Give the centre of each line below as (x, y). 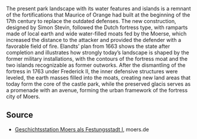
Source (20, 115)
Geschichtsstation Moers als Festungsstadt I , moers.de (82, 129)
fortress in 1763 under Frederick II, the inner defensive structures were (92, 71)
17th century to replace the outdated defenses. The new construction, (91, 21)
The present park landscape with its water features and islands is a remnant (98, 9)
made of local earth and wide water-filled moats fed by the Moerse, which (96, 34)
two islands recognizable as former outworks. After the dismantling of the (96, 65)
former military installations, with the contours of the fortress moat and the (97, 59)
